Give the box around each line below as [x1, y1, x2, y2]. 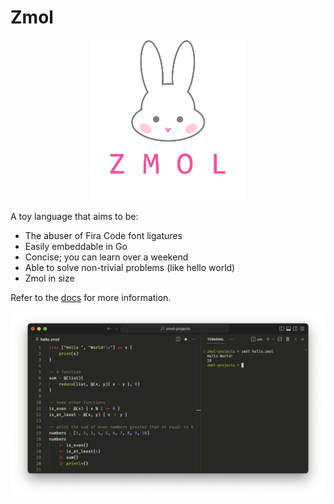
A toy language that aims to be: [10, 210, 139, 222]
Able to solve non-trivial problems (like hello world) [24, 261, 236, 273]
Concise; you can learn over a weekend [24, 251, 189, 263]
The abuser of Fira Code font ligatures [24, 229, 183, 241]
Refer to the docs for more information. [10, 291, 172, 303]
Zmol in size [24, 272, 75, 284]
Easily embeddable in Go [24, 240, 128, 252]
